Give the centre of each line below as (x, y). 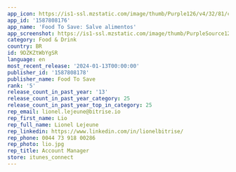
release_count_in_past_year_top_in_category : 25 (80, 105)
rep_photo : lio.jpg (36, 145)
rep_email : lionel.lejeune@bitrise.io (64, 112)
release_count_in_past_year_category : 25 (69, 99)
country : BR (25, 46)
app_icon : (22, 14)
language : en (26, 60)
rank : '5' (22, 86)
